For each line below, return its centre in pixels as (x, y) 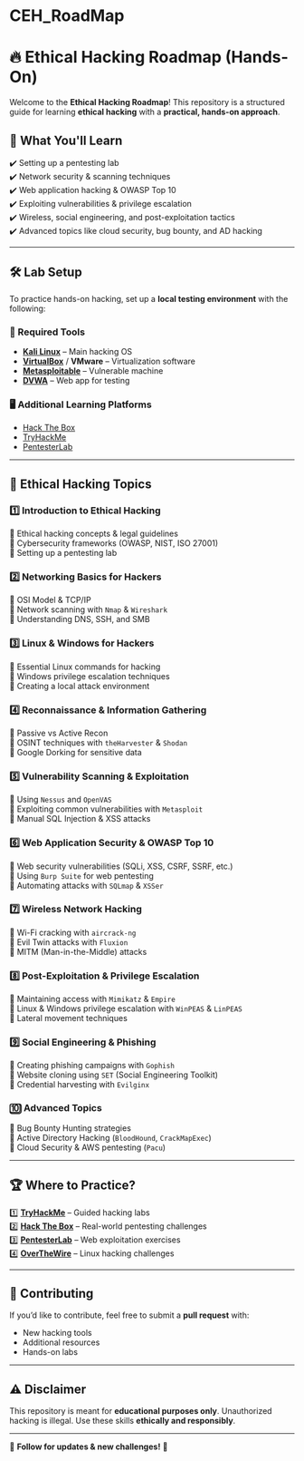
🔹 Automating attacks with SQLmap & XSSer (87, 885)
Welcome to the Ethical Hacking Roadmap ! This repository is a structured (147, 102)
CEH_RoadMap (67, 16)
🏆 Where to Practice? (72, 1186)
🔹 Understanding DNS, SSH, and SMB (80, 619)
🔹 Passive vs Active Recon (59, 733)
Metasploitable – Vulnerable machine (93, 371)
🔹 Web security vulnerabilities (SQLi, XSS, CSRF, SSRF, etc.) (121, 866)
